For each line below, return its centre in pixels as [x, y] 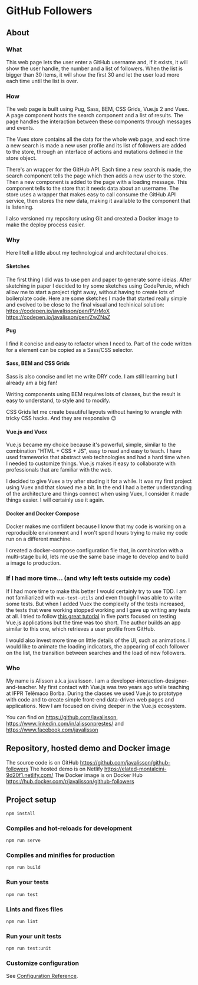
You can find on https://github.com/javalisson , [62, 717]
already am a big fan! [32, 383]
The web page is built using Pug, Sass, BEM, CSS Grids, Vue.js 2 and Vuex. [98, 109]
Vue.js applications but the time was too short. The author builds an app [93, 622]
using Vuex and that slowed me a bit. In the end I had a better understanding [99, 487]
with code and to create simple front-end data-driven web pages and [90, 700]
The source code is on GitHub [42, 762]
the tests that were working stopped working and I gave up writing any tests [98, 610]
